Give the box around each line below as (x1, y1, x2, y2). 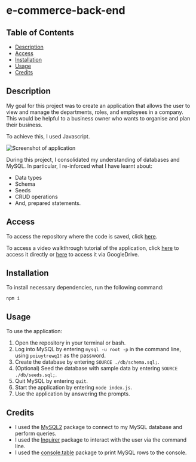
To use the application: (6, 328, 63, 335)
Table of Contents (6, 28, 75, 38)
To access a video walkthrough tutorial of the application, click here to (6, 244, 179, 252)
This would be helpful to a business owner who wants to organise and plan (6, 114, 191, 122)
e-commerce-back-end (6, 4, 125, 17)
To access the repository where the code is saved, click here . (6, 232, 158, 240)
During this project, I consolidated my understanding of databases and (6, 156, 180, 163)
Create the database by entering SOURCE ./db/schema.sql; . (14, 358, 160, 366)
